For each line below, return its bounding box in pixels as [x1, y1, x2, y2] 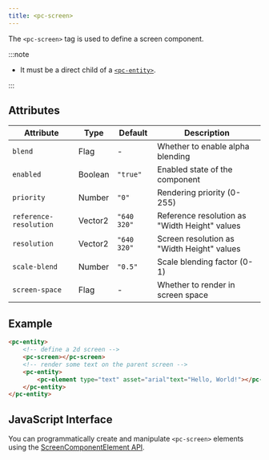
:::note [8, 49, 30, 59]
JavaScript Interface [8, 413, 113, 426]
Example [8, 316, 53, 330]
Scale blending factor [157, 256, 238, 267]
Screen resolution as [157, 234, 235, 245]
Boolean [78, 169, 110, 181]
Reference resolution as [157, 210, 247, 222]
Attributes [8, 104, 60, 117]
